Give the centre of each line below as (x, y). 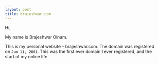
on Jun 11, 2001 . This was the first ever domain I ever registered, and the (79, 51)
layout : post (18, 9)
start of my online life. (27, 56)
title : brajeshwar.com (28, 14)
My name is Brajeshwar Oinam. (36, 37)
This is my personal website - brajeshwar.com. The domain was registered (80, 46)
